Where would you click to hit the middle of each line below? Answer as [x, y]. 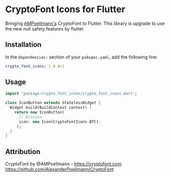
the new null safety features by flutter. [45, 28]
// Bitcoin [30, 117]
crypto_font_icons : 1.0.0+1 [35, 66]
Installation [23, 45]
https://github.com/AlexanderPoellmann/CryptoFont [60, 169]
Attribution [23, 151]
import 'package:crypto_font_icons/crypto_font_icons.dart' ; [71, 94]
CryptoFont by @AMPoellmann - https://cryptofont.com [63, 164]
